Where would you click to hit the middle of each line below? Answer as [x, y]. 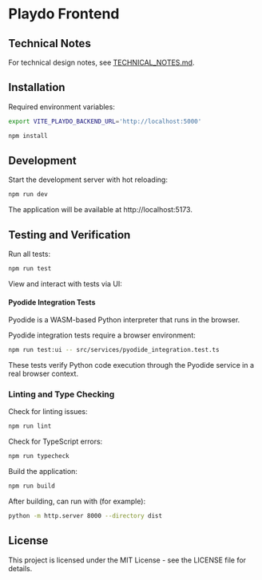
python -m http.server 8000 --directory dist [85, 515]
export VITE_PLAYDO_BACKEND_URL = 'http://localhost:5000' [105, 121]
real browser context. [43, 374]
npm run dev [28, 195]
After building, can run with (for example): [77, 501]
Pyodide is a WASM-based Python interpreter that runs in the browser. [124, 320]
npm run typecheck [39, 456]
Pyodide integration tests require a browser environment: [102, 335]
